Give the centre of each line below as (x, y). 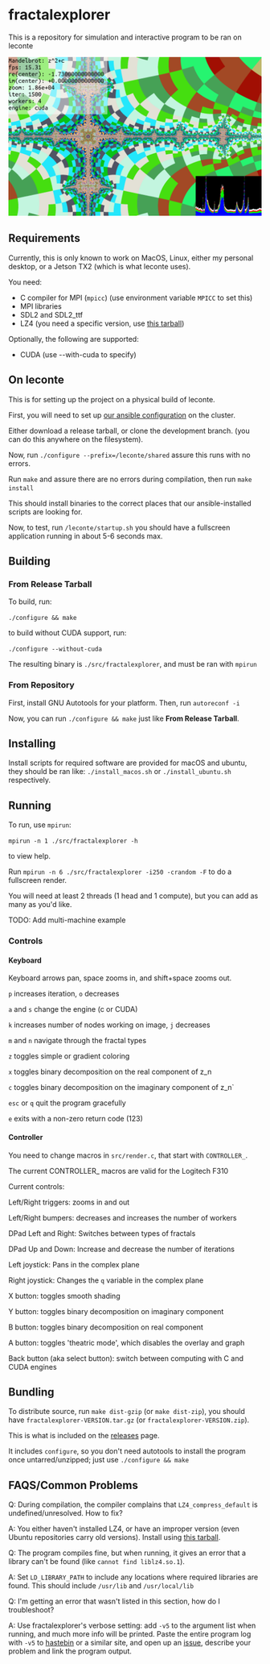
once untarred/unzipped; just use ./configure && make (99, 1460)
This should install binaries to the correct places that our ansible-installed (130, 503)
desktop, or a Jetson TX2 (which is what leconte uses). (100, 266)
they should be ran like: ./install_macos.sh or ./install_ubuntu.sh (120, 772)
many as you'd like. (40, 905)
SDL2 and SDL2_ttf (51, 314)
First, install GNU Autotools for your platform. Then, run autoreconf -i (124, 702)
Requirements (44, 238)
